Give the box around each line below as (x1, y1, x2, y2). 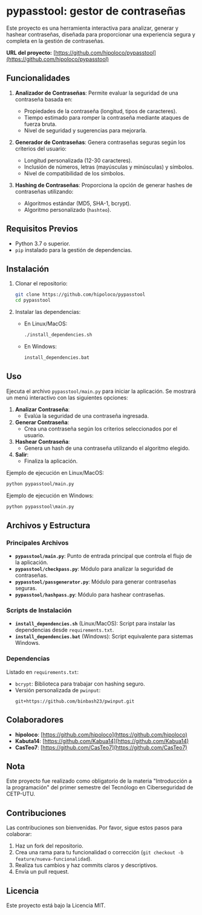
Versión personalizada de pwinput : (15, 686, 101, 693)
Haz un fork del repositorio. (15, 842, 83, 849)
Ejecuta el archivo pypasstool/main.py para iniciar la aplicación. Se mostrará (6, 387, 197, 395)
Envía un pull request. (15, 868, 70, 876)
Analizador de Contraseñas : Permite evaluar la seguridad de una (15, 89, 178, 97)
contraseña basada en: (15, 95, 73, 103)
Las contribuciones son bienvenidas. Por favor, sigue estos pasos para (6, 824, 183, 831)
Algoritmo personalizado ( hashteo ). (24, 206, 112, 213)
